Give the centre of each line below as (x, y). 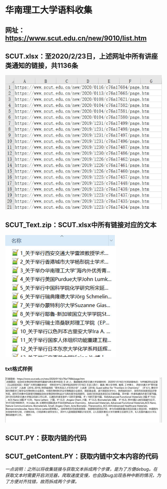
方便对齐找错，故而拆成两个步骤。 (44, 482)
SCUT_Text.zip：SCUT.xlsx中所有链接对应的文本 (81, 225)
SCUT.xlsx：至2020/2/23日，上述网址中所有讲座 (82, 56)
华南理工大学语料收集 (49, 10)
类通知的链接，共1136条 (42, 65)
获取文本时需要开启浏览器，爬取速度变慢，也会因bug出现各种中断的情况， (81, 476)
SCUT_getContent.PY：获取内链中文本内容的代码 (82, 456)
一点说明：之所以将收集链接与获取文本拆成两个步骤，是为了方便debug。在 (82, 469)
